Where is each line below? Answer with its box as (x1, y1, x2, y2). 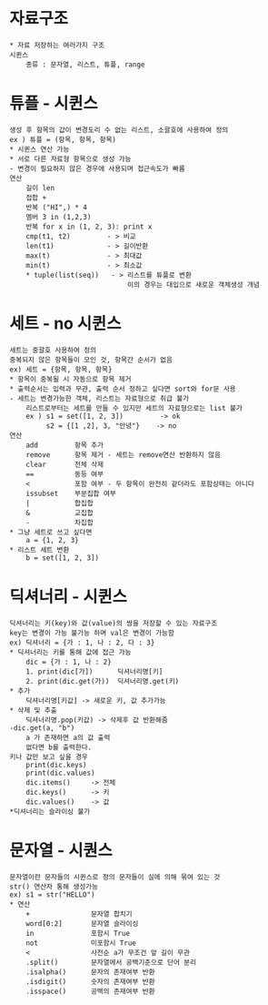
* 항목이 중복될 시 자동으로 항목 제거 (9, 374, 132, 383)
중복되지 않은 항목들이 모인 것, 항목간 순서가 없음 (9, 355, 173, 364)
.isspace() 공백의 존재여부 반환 (25, 987, 155, 996)
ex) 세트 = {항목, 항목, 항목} (9, 365, 113, 374)
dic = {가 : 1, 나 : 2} (25, 657, 112, 666)
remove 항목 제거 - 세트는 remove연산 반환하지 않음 (25, 450, 221, 460)
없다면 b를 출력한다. (25, 743, 93, 752)
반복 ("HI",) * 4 (25, 202, 88, 212)
